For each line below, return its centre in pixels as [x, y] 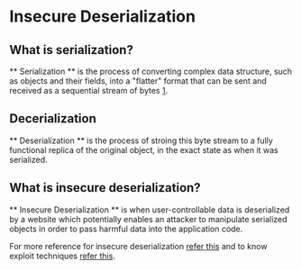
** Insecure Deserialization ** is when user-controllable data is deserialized [150, 210]
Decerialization [53, 119]
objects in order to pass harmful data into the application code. [126, 229]
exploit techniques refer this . [62, 256]
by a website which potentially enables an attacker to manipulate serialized [148, 219]
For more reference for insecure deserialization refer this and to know [138, 246]
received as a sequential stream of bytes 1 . [89, 90]
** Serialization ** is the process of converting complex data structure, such [151, 71]
